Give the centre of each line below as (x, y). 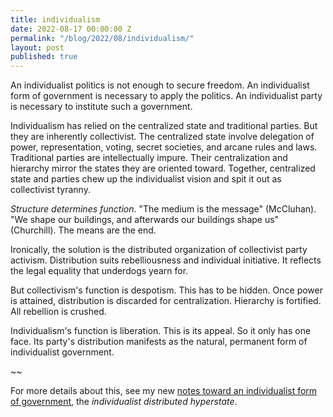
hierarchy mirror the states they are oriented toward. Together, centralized (163, 168)
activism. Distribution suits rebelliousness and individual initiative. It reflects (166, 260)
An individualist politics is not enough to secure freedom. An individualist (160, 85)
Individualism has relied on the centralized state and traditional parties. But (164, 126)
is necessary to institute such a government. (101, 107)
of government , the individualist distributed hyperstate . (124, 402)
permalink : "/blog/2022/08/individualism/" (102, 38)
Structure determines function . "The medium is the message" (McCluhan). (163, 209)
